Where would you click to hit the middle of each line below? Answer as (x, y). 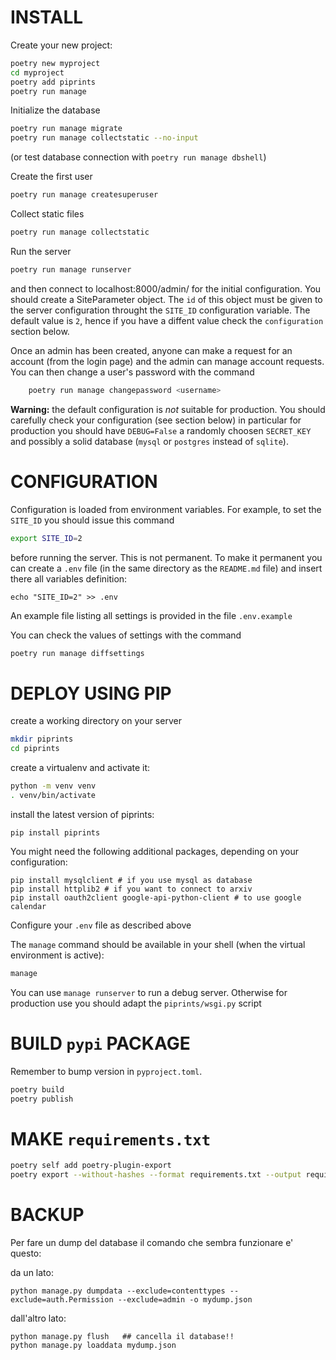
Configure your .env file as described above (101, 925)
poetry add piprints (53, 82)
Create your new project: (61, 45)
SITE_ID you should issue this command (92, 520)
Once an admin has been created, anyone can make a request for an (151, 350)
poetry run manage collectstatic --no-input (104, 138)
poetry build (37, 1089)
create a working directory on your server (96, 721)
